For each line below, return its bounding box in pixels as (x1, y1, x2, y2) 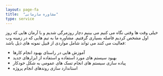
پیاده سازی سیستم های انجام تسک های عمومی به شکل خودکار (12, 60, 126, 66)
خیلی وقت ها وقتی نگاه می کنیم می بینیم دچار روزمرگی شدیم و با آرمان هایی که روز (5, 30, 158, 36)
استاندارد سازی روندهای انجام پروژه (12, 65, 78, 71)
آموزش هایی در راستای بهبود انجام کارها (12, 50, 85, 55)
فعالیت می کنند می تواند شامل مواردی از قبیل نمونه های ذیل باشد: (5, 40, 126, 46)
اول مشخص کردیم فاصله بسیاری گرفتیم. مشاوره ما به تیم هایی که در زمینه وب (5, 35, 149, 41)
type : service (5, 16, 35, 21)
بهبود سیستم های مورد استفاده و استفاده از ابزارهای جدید (12, 55, 117, 61)
